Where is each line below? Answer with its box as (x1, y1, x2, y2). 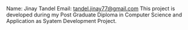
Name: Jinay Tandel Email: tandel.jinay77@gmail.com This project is (6, 5, 175, 12)
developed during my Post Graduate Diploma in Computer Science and (6, 11, 183, 18)
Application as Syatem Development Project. (6, 18, 117, 24)
